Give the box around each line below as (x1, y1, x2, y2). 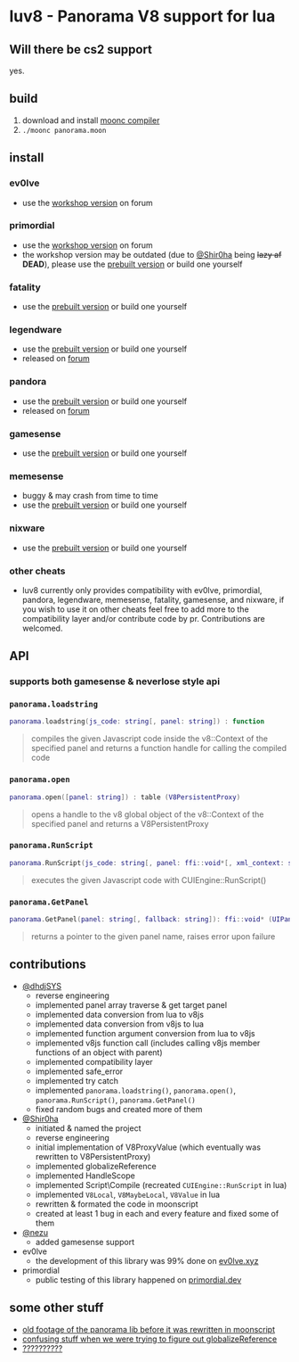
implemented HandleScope (35, 1170, 135, 1181)
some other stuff (9, 1300, 104, 1316)
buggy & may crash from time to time (21, 491, 158, 501)
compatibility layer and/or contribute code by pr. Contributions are (21, 613, 265, 623)
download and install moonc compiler (21, 114, 160, 126)
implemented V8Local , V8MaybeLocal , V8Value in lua (35, 1189, 221, 1200)
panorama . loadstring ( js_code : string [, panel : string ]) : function (9, 717, 265, 726)
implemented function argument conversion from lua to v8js (35, 1028, 255, 1038)
